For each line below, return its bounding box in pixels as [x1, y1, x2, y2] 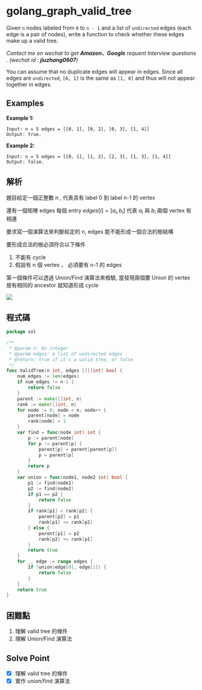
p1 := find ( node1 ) [28, 480, 74, 486]
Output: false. [6, 159, 45, 165]
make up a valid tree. [6, 37, 58, 44]
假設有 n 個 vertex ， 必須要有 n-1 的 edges [14, 261, 122, 269]
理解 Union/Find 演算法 [14, 635, 72, 642]
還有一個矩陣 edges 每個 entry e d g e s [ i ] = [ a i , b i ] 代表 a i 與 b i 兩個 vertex [6, 206, 185, 216]
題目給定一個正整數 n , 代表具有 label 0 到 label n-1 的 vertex [6, 194, 156, 201]
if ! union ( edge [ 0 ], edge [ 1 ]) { [28, 564, 107, 570]
